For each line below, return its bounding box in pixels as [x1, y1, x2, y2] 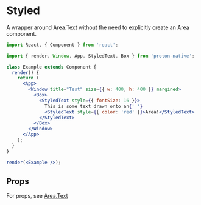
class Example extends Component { [6, 64, 97, 70]
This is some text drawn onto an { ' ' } [44, 103, 143, 109]
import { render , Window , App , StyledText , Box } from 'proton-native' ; [6, 53, 195, 59]
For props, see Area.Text [6, 192, 68, 200]
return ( [17, 75, 40, 81]
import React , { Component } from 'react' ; [6, 42, 119, 48]
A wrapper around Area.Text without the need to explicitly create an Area [6, 24, 190, 31]
